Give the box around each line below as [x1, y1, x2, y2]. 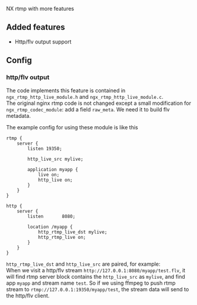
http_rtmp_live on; [37, 234, 86, 240]
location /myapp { [27, 223, 73, 230]
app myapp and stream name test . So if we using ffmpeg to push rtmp [6, 279, 176, 287]
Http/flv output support [14, 38, 72, 45]
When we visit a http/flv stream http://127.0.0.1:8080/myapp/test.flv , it [6, 266, 186, 273]
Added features [6, 22, 65, 32]
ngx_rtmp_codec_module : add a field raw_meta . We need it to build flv [6, 105, 170, 113]
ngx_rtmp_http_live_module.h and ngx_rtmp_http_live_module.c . [6, 93, 164, 100]
